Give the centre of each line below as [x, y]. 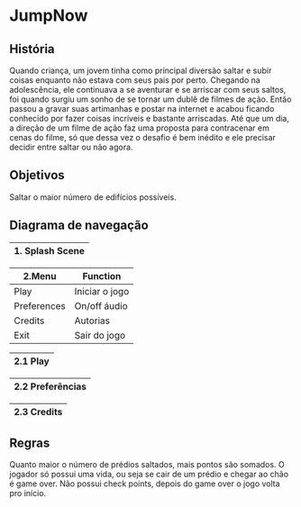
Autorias [92, 321]
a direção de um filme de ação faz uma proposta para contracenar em [140, 128]
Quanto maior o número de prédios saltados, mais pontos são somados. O [147, 465]
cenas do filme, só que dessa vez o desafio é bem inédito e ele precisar [143, 137]
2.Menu [40, 276]
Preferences [40, 305]
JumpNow [49, 16]
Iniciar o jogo [102, 291]
